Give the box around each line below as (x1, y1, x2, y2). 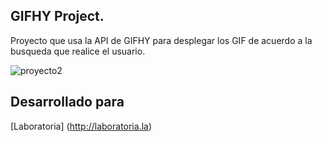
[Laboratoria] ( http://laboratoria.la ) (10, 120, 153, 132)
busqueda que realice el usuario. (10, 45, 146, 57)
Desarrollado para (10, 94, 125, 111)
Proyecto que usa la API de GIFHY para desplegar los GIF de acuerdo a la (10, 34, 313, 46)
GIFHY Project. (10, 8, 105, 25)
